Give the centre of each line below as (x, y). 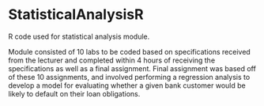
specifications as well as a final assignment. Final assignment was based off (132, 68)
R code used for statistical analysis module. (79, 36)
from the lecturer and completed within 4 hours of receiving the (112, 60)
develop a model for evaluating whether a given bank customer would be (127, 85)
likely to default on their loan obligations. (74, 93)
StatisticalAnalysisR (76, 15)
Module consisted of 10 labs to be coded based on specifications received (129, 51)
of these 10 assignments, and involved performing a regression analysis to (129, 77)
